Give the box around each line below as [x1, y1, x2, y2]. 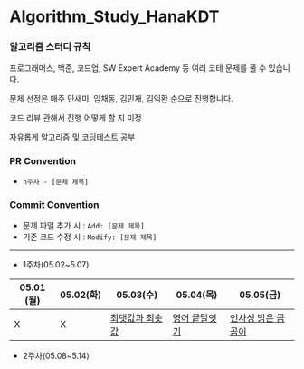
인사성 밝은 [229, 312, 274, 325]
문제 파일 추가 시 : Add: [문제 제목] [22, 220, 145, 231]
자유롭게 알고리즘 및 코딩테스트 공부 [9, 131, 136, 142]
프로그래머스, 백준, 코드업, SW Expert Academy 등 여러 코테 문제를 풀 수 [9, 63, 267, 73]
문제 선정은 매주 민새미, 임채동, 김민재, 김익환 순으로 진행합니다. [9, 93, 233, 104]
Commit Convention [9, 198, 100, 210]
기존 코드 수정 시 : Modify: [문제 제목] [22, 231, 157, 242]
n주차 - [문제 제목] [22, 177, 89, 187]
